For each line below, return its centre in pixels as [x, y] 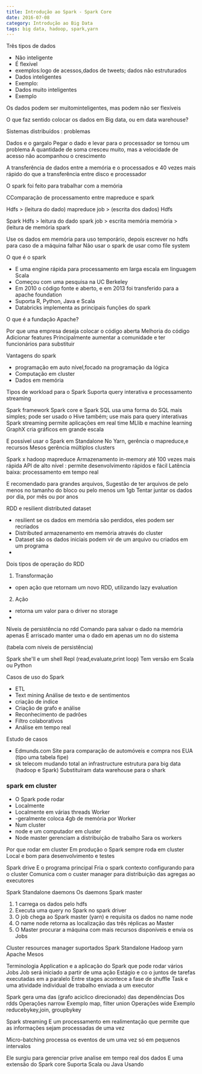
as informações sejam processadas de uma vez [65, 1028]
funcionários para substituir [40, 344]
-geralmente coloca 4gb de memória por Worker [75, 818]
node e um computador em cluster [58, 831]
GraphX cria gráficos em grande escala [55, 430]
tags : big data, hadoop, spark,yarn [52, 29]
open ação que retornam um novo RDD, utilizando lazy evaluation [96, 588]
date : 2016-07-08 [28, 18]
